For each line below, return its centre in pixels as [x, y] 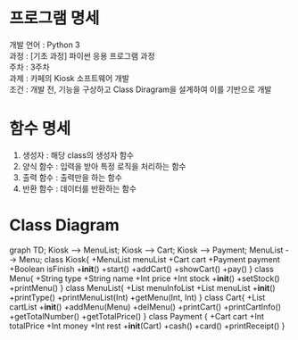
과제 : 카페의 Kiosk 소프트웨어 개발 [69, 78]
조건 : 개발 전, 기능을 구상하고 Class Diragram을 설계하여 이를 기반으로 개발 [141, 89]
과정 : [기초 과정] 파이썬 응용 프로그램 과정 [82, 55]
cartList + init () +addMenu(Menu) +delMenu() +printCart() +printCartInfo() [145, 307]
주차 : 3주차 [30, 67]
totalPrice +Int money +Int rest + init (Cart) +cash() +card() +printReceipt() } [147, 326]
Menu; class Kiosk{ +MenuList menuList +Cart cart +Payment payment [150, 259]
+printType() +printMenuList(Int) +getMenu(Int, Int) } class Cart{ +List [137, 297]
